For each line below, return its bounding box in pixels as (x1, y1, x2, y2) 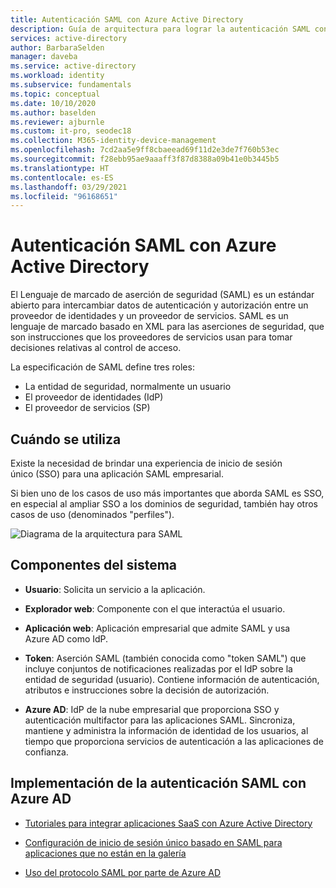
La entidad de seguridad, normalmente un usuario (24, 381, 232, 393)
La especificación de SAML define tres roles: (10, 361, 195, 373)
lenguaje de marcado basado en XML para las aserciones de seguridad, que (10, 321, 325, 333)
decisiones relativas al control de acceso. (10, 342, 182, 354)
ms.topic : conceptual (10, 89, 101, 99)
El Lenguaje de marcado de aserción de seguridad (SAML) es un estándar (10, 289, 315, 301)
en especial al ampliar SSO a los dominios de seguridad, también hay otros (10, 498, 319, 510)
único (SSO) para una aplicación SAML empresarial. (10, 468, 224, 480)
